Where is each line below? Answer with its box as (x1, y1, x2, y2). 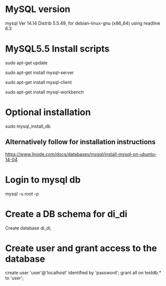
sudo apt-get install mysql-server (5, 69, 74, 75)
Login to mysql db (5, 174, 81, 185)
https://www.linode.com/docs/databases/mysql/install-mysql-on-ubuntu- (5, 151, 156, 157)
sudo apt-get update (5, 59, 47, 66)
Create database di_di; (5, 225, 51, 231)
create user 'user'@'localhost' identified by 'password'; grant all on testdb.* (5, 270, 161, 276)
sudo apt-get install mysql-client (5, 79, 72, 85)
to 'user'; (5, 275, 24, 281)
